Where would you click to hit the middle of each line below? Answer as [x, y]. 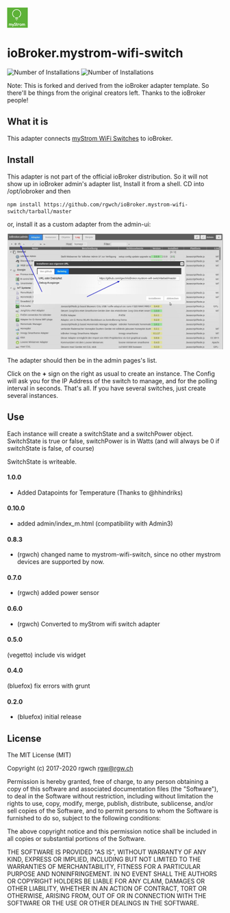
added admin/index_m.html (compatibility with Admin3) [95, 523]
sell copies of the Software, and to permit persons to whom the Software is [113, 811]
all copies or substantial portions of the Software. [76, 839]
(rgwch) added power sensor [58, 593]
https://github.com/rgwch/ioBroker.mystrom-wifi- [116, 204]
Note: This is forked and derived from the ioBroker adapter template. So [108, 85]
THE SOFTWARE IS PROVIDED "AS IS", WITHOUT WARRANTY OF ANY [107, 852]
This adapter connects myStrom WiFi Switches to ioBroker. [90, 138]
